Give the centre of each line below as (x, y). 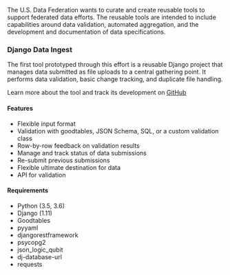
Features (20, 108)
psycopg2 (31, 242)
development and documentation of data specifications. (86, 32)
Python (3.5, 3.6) (41, 206)
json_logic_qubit (40, 250)
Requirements (28, 190)
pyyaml (28, 228)
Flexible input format (46, 124)
